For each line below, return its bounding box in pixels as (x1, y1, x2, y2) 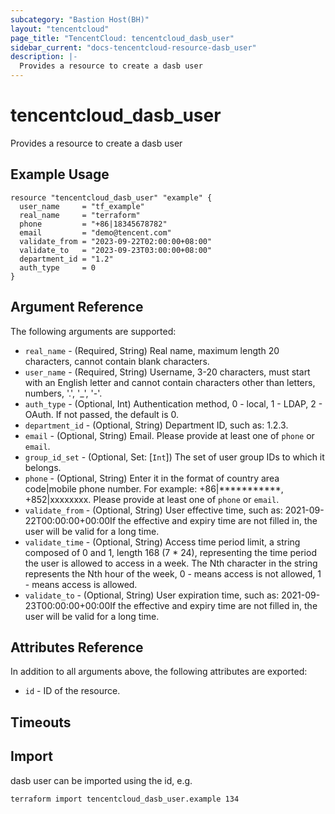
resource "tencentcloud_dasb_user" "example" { (10, 192, 213, 203)
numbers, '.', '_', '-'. (24, 387, 103, 399)
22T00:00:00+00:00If (24, 514, 117, 526)
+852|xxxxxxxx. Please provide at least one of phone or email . (24, 493, 280, 505)
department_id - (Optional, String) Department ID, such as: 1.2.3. (24, 419, 289, 431)
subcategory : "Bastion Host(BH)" (10, 14, 150, 25)
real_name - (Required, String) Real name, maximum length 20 (24, 344, 280, 356)
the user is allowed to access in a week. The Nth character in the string (24, 557, 318, 569)
